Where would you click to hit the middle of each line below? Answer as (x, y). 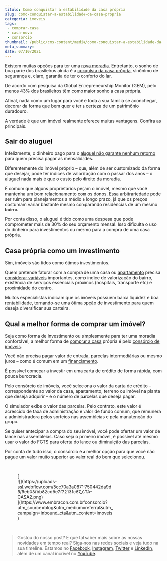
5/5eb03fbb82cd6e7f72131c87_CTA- (55, 491)
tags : (11, 24)
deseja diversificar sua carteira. (38, 308)
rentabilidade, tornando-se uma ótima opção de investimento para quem (80, 303)
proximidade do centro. (29, 288)
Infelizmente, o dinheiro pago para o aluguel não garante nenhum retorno (80, 153)
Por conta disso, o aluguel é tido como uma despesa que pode (69, 219)
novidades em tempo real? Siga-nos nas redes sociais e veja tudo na (88, 543)
